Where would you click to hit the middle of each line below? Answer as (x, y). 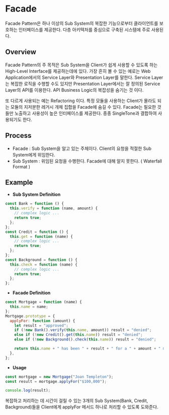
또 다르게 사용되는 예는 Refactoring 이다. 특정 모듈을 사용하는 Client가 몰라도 (81, 101)
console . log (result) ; (28, 390)
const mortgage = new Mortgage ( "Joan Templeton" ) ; (59, 377)
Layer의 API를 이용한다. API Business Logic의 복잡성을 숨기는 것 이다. (74, 90)
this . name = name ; (29, 307)
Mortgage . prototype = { (30, 316)
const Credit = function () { (37, 232)
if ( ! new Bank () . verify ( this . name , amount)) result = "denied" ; (83, 330)
